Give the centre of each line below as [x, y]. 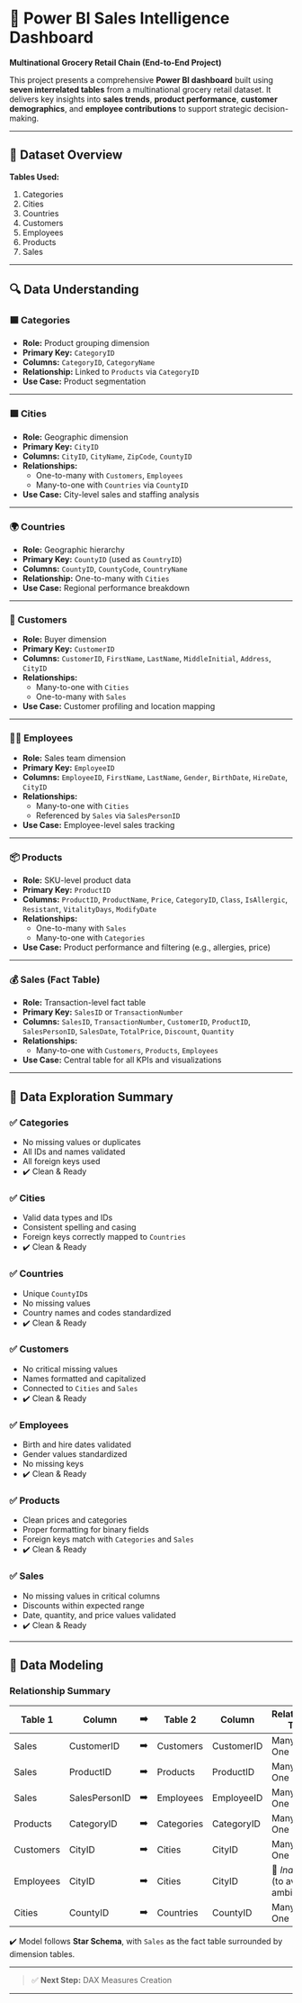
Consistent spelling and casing [79, 1227]
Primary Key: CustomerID [68, 649]
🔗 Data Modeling [56, 1666]
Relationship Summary [60, 1691]
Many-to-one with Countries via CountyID [112, 485]
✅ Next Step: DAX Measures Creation [102, 1980]
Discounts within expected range [84, 1605]
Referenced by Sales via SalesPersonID [108, 815]
